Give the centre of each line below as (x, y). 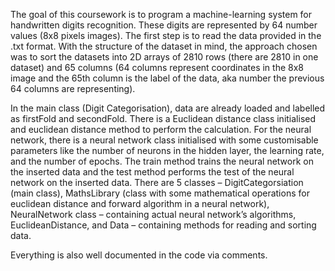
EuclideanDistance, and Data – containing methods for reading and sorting (163, 225)
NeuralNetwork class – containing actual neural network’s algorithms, (153, 214)
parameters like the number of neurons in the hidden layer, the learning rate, (167, 150)
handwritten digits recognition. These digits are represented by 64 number (164, 25)
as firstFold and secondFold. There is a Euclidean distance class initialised (163, 118)
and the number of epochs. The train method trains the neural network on (162, 161)
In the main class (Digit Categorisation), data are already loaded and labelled (168, 108)
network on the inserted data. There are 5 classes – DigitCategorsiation (157, 182)
